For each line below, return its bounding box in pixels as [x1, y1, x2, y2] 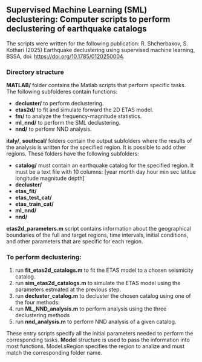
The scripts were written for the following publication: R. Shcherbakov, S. [6, 39, 189, 47]
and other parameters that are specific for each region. [6, 238, 143, 245]
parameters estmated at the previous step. [15, 286, 122, 293]
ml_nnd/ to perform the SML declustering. [15, 119, 121, 127]
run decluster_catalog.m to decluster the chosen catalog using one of [15, 292, 192, 300]
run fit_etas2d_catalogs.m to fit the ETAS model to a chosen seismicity [15, 266, 194, 274]
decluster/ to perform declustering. [15, 100, 104, 107]
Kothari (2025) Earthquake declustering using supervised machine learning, [6, 46, 195, 53]
